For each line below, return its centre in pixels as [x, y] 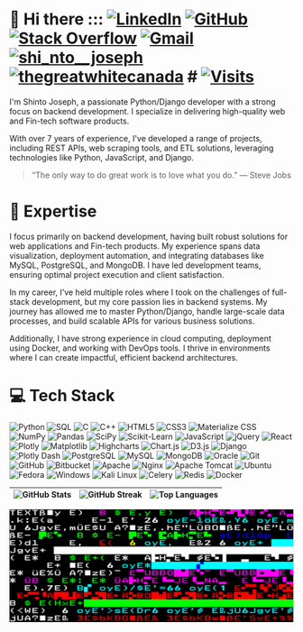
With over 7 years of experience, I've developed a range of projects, [136, 138]
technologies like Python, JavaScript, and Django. [102, 157]
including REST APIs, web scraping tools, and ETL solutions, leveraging [142, 148]
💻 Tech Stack [62, 396]
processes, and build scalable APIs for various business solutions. [132, 321]
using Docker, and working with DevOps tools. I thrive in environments [140, 348]
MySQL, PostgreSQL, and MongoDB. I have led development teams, [135, 265]
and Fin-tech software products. [69, 121]
